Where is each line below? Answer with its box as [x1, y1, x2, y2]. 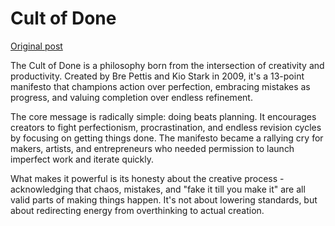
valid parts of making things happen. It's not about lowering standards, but [10, 193, 318, 206]
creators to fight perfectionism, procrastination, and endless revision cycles [10, 121, 322, 133]
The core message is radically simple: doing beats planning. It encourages [10, 110, 317, 122]
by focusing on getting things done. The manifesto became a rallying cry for [10, 132, 324, 144]
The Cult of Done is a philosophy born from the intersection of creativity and [10, 59, 325, 71]
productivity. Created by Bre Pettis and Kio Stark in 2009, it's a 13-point [10, 70, 305, 82]
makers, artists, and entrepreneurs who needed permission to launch [10, 142, 295, 154]
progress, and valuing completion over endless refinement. [10, 91, 253, 103]
